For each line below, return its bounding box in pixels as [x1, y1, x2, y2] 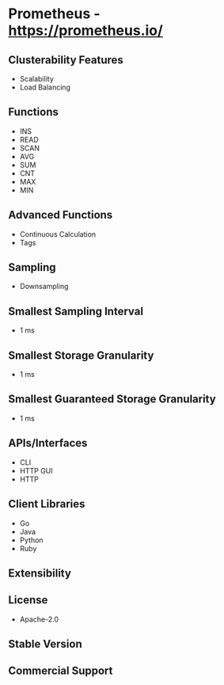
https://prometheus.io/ [8, 21, 164, 40]
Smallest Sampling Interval [8, 304, 144, 318]
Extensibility [8, 566, 71, 580]
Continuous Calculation [19, 229, 97, 238]
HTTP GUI [19, 466, 53, 475]
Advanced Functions [8, 208, 113, 222]
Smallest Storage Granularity [8, 348, 154, 362]
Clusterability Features [8, 53, 124, 67]
